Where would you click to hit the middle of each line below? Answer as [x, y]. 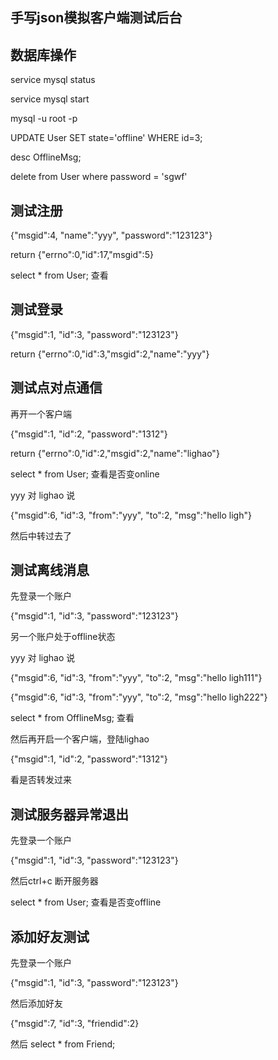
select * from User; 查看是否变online [85, 474]
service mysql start [50, 99]
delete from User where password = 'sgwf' [99, 177]
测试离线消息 [50, 570]
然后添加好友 [36, 1004]
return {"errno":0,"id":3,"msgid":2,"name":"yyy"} [110, 354]
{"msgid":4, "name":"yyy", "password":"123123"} [111, 235]
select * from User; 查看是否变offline [86, 902]
